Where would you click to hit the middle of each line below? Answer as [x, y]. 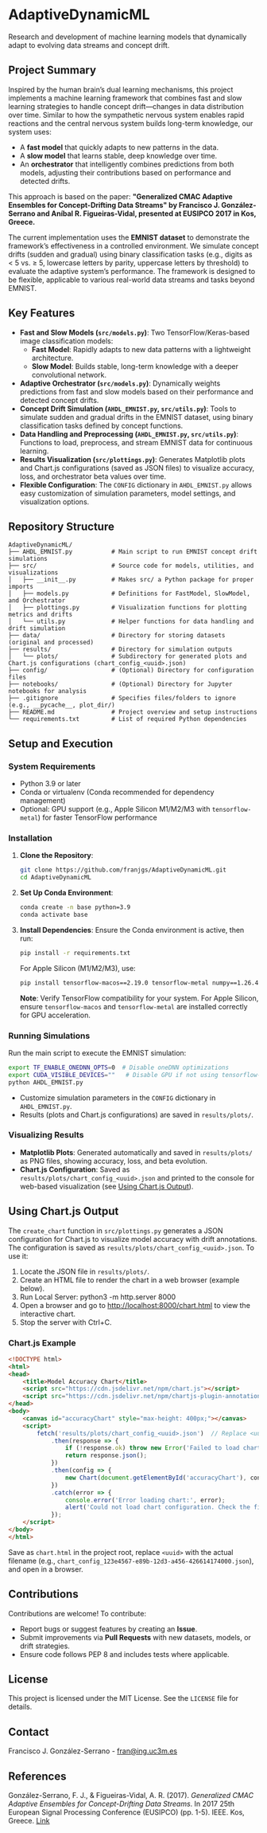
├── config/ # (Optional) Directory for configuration [131, 671]
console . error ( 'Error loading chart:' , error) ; [145, 1500]
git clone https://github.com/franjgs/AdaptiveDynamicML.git [123, 870]
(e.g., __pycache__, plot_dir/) [62, 705]
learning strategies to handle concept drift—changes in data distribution [126, 106]
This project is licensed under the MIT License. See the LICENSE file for [123, 1698]
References [37, 1776]
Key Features [42, 313]
